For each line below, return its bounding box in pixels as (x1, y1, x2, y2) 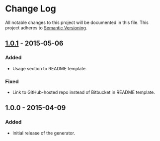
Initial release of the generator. (12, 130, 76, 136)
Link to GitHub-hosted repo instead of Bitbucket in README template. (12, 89, 155, 95)
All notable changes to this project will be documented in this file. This (5, 19, 149, 25)
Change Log (5, 3, 56, 14)
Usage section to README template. (12, 65, 87, 71)
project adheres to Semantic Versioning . (5, 24, 87, 30)
